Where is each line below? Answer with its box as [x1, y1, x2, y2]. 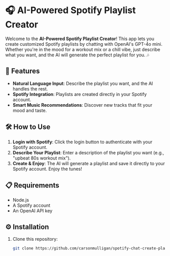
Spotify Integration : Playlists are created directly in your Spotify [12, 91, 147, 97]
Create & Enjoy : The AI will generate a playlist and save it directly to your [12, 160, 165, 166]
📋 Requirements [5, 181, 59, 189]
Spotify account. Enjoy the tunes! [12, 166, 82, 172]
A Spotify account [12, 202, 51, 209]
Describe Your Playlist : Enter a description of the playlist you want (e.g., [12, 149, 164, 155]
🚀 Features [5, 67, 40, 76]
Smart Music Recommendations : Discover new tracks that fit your [12, 102, 153, 108]
